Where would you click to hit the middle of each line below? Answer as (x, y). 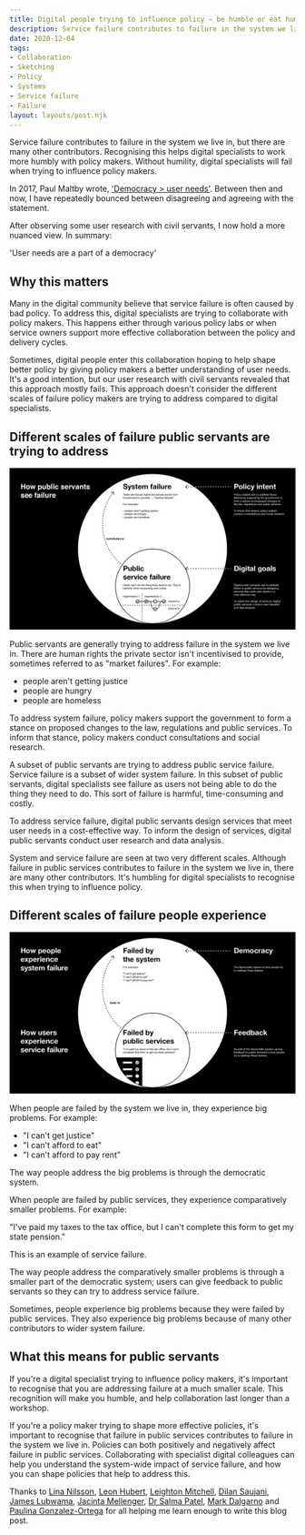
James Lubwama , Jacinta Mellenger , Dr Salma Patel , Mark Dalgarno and (144, 1500)
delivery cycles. (39, 342)
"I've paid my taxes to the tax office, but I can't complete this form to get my (152, 1227)
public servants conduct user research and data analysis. (117, 840)
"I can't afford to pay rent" (71, 1155)
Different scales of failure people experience (138, 915)
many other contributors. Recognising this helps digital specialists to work (148, 152)
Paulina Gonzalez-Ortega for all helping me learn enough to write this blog (148, 1510)
